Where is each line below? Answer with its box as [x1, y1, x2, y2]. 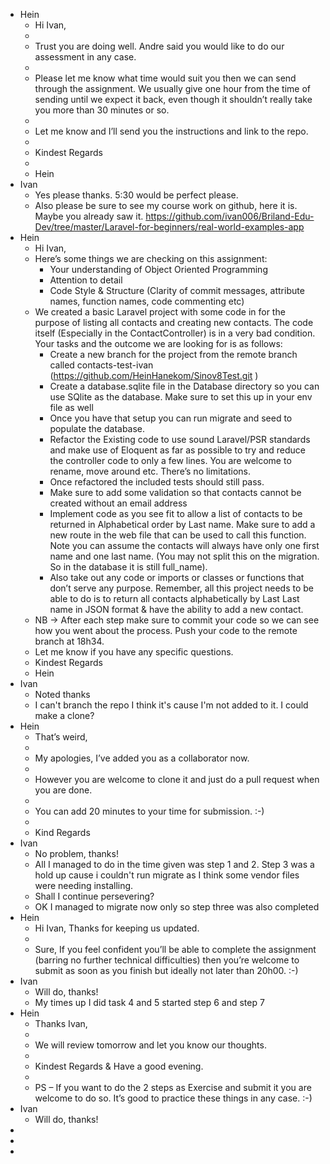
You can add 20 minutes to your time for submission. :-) [34, 805, 265, 817]
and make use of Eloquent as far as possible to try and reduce [49, 444, 307, 456]
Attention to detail [49, 274, 123, 286]
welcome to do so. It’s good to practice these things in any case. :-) [34, 1092, 313, 1104]
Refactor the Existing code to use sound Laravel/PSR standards [49, 434, 311, 445]
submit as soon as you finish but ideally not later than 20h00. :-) [34, 965, 299, 976]
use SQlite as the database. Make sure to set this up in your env [49, 391, 313, 403]
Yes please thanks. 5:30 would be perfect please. [34, 189, 239, 201]
